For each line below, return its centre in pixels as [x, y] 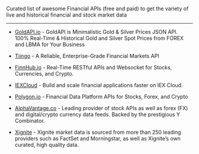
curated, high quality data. [46, 145]
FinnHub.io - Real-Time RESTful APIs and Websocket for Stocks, [93, 67]
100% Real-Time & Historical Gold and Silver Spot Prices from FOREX [99, 38]
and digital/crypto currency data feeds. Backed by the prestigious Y [97, 114]
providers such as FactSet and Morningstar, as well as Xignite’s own [97, 138]
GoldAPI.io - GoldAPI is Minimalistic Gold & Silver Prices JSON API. [96, 32]
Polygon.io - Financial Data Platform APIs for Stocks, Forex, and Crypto [101, 97]
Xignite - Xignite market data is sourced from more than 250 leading [98, 132]
